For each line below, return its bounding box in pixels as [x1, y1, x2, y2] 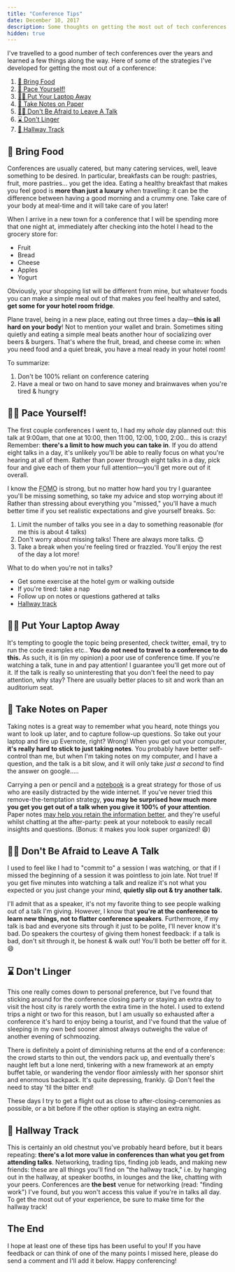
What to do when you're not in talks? [7, 563, 113, 572]
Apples [17, 266, 38, 274]
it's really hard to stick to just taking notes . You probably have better [7, 744, 208, 753]
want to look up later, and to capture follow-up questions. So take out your [7, 730, 222, 738]
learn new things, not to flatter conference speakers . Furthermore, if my [7, 915, 219, 923]
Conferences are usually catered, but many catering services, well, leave [7, 164, 218, 172]
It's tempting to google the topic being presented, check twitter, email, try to [7, 638, 227, 647]
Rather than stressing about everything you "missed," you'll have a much [7, 499, 217, 507]
